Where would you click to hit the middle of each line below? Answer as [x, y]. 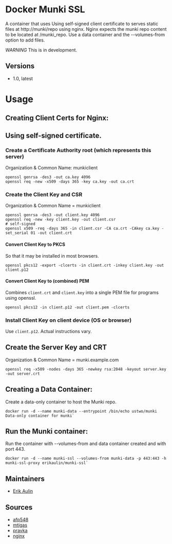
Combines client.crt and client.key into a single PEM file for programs [82, 292]
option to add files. [25, 40]
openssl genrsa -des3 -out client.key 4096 [53, 215]
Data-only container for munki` [40, 416]
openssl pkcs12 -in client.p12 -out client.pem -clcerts [68, 307]
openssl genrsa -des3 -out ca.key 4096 [48, 177]
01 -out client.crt [51, 233]
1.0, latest [23, 79]
